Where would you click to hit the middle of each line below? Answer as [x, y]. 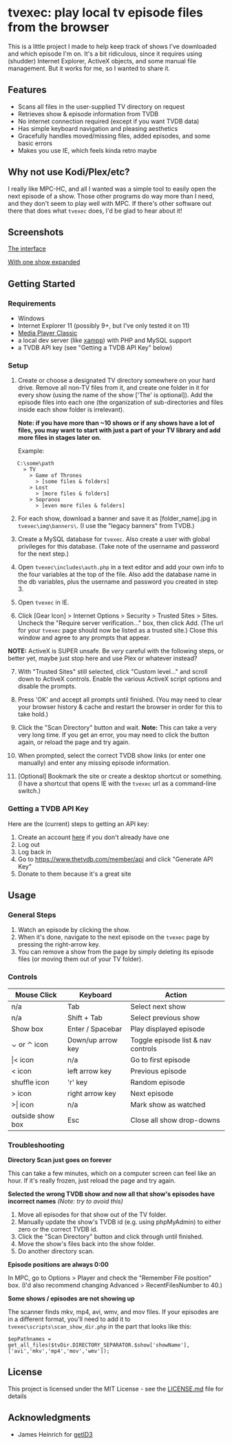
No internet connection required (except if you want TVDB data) [108, 121]
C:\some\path [35, 464]
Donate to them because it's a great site [74, 874]
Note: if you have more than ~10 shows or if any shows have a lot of [116, 423]
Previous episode [158, 1070]
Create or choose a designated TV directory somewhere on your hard [116, 381]
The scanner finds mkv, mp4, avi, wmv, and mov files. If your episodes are [113, 1311]
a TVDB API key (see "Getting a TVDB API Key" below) [95, 348]
